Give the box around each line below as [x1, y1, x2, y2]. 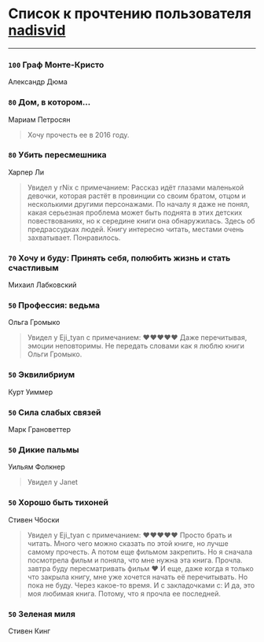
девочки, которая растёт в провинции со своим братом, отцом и [27, 190, 246, 201]
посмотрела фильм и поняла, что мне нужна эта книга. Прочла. [27, 555, 243, 565]
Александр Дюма [8, 77, 68, 87]
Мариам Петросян [8, 115, 71, 124]
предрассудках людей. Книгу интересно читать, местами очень [27, 224, 244, 234]
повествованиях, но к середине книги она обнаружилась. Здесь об [27, 216, 255, 225]
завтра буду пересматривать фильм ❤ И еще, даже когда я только [27, 563, 254, 573]
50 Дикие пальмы [8, 444, 79, 455]
